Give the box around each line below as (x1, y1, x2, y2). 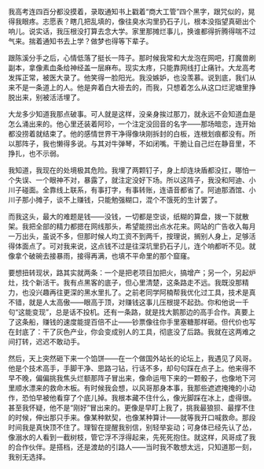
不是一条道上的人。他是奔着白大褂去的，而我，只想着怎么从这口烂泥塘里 (14, 83, 249, 92)
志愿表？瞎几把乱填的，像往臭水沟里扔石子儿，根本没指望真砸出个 (42, 17, 256, 26)
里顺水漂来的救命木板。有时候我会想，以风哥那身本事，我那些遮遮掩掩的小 (8, 383, 249, 393)
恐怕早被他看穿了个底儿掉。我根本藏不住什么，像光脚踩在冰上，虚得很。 (21, 393, 256, 402)
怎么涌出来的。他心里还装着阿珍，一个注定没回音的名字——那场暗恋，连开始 (8, 119, 256, 128)
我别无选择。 (8, 452, 49, 461)
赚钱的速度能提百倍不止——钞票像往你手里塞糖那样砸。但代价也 (42, 318, 249, 326)
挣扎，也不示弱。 (8, 149, 64, 158)
